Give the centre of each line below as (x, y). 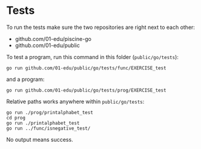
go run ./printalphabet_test (43, 123)
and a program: (25, 79)
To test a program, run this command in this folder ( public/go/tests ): (92, 57)
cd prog (16, 118)
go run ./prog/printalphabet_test (50, 112)
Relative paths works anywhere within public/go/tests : (75, 101)
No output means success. (40, 139)
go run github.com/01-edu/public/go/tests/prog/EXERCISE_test (86, 90)
